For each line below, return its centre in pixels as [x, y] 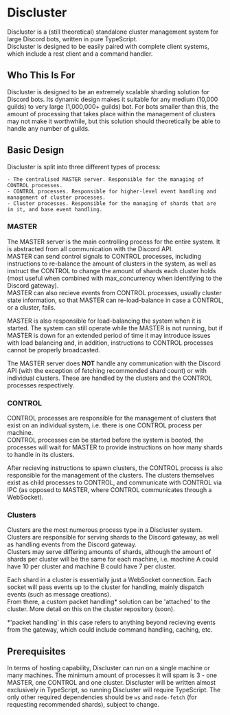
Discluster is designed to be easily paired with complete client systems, [108, 46]
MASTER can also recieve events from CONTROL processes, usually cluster [114, 292]
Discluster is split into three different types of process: [84, 167]
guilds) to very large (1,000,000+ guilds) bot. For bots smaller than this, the [113, 106]
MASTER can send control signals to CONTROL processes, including [104, 256]
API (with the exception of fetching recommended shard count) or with [107, 370]
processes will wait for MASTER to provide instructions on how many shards [115, 447]
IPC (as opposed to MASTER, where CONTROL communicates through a [110, 490]
